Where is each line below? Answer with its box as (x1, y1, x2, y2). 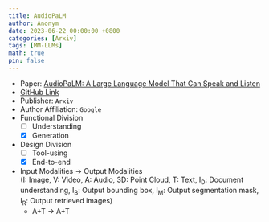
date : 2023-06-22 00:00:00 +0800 (8, 27, 120, 35)
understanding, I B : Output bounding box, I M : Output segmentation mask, (19, 185, 259, 197)
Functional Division (19, 113, 84, 122)
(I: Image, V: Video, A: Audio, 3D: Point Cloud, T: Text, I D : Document (19, 175, 243, 186)
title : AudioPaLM (8, 11, 67, 20)
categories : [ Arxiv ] (8, 34, 78, 43)
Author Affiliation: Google (19, 104, 102, 113)
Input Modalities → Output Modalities (19, 166, 143, 176)
